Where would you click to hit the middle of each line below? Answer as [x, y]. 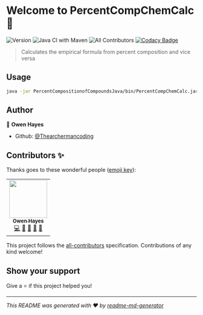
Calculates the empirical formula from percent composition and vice [106, 51]
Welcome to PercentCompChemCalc [100, 11]
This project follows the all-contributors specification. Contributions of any [99, 245]
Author [20, 110]
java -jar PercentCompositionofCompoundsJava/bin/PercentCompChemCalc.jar [102, 91]
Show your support [43, 271]
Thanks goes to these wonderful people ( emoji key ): [71, 170]
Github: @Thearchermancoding [54, 136]
